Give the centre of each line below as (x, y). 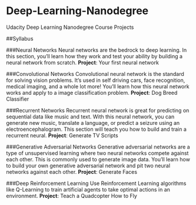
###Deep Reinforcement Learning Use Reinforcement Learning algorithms (96, 183)
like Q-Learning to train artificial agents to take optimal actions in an (88, 189)
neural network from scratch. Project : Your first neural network (82, 62)
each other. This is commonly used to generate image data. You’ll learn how (98, 159)
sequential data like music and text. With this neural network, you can (90, 117)
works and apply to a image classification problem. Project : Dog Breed (92, 92)
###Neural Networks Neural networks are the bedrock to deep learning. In (97, 50)
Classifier (18, 99)
